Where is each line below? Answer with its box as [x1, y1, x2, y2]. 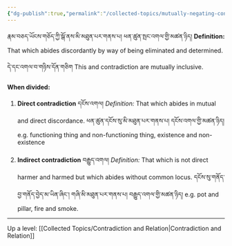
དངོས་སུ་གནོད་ [193, 173, 225, 181]
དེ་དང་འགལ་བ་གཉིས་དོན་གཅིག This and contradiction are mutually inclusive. [7, 63, 204, 71]
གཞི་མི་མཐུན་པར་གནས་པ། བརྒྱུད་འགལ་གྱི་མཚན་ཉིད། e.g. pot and [71, 190, 220, 198]
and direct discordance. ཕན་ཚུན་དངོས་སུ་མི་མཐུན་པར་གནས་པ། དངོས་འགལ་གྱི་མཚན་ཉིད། [17, 116, 224, 125]
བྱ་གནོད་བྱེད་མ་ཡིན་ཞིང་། [17, 190, 70, 198]
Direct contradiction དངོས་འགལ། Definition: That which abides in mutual [17, 99, 216, 107]
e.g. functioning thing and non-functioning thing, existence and [17, 130, 197, 139]
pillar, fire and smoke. [17, 204, 79, 212]
